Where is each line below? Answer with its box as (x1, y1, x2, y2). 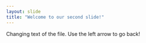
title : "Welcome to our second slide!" (6, 14, 105, 20)
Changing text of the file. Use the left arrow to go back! (6, 30, 141, 37)
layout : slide (6, 8, 41, 15)
